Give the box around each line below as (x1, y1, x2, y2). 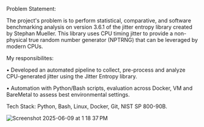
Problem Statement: (6, 5, 57, 12)
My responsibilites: (6, 55, 54, 61)
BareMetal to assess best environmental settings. (6, 91, 130, 98)
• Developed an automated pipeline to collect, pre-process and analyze (6, 66, 186, 74)
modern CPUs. (6, 43, 44, 50)
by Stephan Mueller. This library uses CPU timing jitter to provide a (6, 30, 174, 37)
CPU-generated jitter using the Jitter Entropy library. (6, 73, 138, 80)
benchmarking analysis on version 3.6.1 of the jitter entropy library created (6, 24, 193, 30)
